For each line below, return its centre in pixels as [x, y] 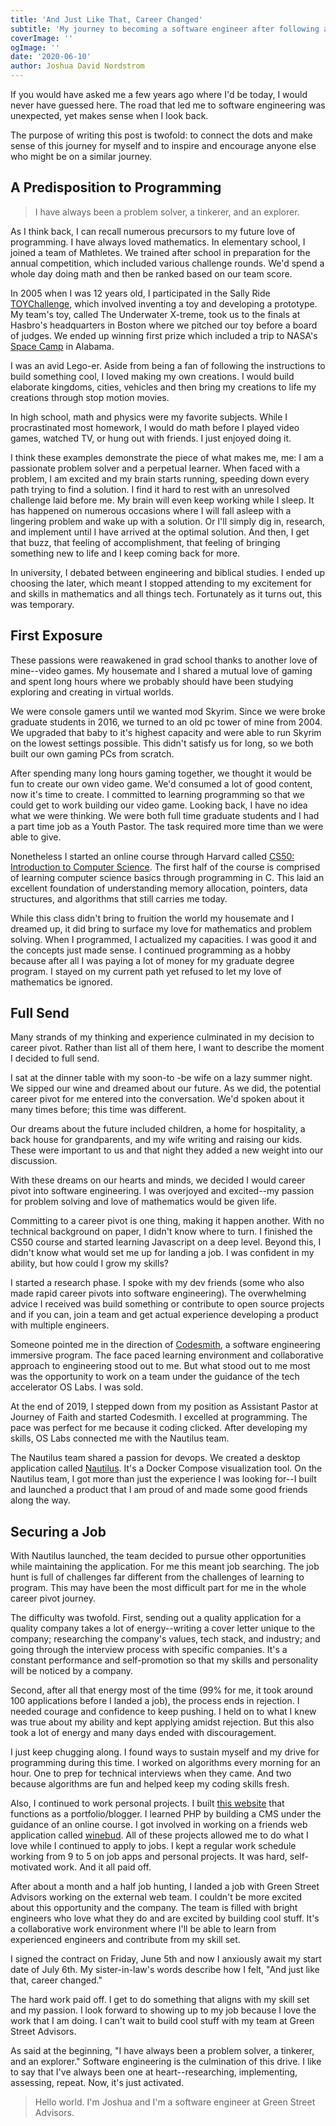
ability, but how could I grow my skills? [89, 1263]
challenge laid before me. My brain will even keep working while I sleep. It [162, 500]
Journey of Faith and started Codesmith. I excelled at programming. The [159, 1417]
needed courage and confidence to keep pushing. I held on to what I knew [163, 1712]
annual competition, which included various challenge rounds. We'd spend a [167, 263]
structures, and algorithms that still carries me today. [119, 898]
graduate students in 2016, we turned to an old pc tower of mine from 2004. [166, 722]
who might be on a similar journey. [81, 156]
